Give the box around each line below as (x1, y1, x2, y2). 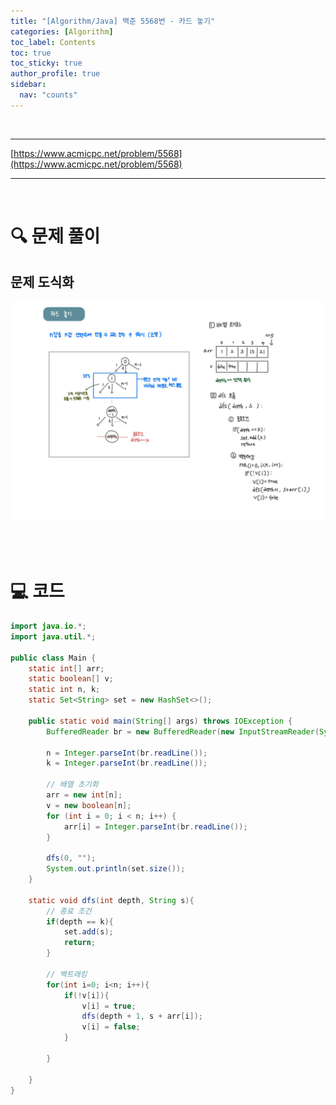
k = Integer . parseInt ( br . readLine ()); (46, 758, 208, 769)
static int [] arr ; (28, 663, 105, 674)
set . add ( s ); (63, 927, 114, 937)
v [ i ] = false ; (81, 1022, 141, 1032)
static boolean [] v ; (28, 674, 114, 684)
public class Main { (10, 653, 97, 663)
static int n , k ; (28, 685, 101, 695)
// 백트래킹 (46, 969, 88, 979)
